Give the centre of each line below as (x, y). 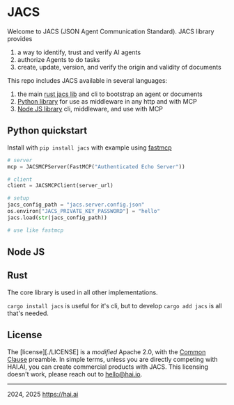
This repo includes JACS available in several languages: (87, 80)
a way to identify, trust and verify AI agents (79, 52)
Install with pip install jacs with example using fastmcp (89, 148)
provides (20, 38)
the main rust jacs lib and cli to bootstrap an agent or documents (110, 94)
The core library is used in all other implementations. (83, 292)
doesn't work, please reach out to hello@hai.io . (75, 374)
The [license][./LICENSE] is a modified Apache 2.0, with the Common (107, 351)
